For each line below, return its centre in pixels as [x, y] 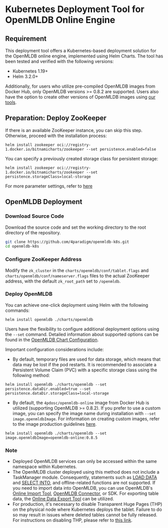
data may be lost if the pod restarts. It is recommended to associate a [85, 364]
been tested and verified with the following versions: [60, 61]
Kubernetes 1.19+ [30, 71]
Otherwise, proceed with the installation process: [56, 136]
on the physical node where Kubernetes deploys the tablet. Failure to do [87, 509]
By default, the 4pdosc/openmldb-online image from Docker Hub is [81, 403]
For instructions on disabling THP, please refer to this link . [72, 520]
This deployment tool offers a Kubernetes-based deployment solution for [81, 51]
